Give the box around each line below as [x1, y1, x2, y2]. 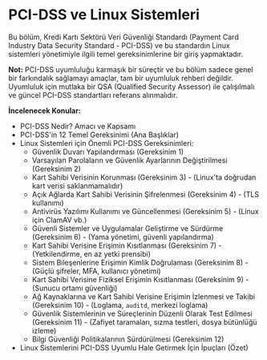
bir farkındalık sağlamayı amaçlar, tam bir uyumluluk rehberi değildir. [8, 73, 234, 83]
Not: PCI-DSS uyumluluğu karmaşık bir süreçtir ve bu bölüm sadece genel [8, 64, 253, 74]
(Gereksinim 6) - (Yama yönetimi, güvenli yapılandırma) [31, 232, 214, 241]
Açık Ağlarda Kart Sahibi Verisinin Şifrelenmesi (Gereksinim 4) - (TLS [31, 189, 259, 199]
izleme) [31, 326, 57, 335]
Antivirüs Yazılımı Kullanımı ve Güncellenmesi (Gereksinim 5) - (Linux [31, 206, 259, 216]
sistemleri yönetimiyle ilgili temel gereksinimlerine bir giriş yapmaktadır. [8, 49, 243, 59]
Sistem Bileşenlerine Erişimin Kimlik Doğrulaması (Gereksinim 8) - [31, 257, 249, 267]
